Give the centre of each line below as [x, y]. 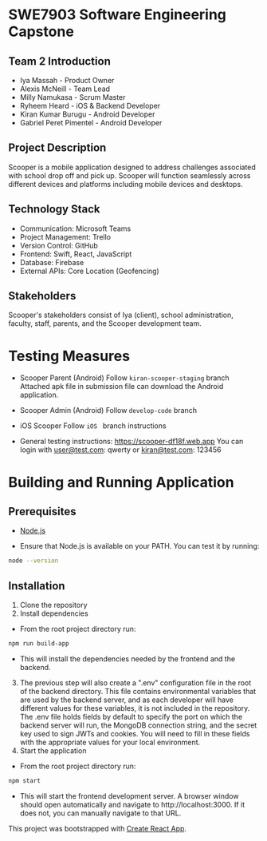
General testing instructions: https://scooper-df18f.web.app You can [132, 442]
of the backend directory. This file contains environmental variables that [138, 691]
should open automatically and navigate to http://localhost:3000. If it [132, 804]
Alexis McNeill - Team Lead [65, 89]
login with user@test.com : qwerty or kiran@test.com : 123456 [120, 450]
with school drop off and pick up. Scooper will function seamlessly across [130, 175]
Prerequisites [42, 512]
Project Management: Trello [65, 236]
